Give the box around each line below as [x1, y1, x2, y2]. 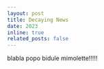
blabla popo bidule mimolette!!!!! [7, 54, 98, 62]
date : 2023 [7, 23, 38, 29]
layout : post [7, 10, 44, 17]
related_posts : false [7, 36, 69, 42]
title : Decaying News [7, 16, 69, 23]
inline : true [7, 29, 44, 36]
